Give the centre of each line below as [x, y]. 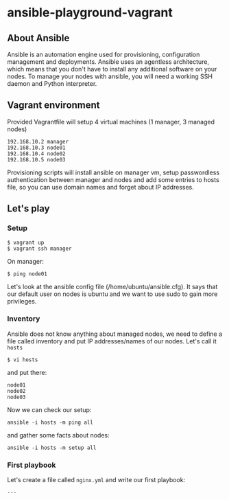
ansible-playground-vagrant [90, 13]
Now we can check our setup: [49, 409]
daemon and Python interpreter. [52, 83]
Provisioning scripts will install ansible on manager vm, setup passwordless [113, 172]
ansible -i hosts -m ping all [50, 422]
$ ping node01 [27, 274]
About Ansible [38, 38]
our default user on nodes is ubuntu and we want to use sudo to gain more [112, 294]
